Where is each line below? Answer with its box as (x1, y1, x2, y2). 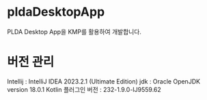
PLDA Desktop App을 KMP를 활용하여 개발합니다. (7, 27, 142, 36)
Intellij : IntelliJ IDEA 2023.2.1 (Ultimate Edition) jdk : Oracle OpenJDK (7, 77, 200, 86)
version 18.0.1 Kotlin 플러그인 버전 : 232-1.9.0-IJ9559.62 (7, 85, 162, 93)
